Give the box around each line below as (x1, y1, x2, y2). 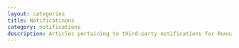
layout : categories (7, 10, 65, 18)
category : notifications (7, 23, 81, 30)
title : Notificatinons (7, 17, 75, 24)
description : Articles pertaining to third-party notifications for (7, 30, 215, 37)
